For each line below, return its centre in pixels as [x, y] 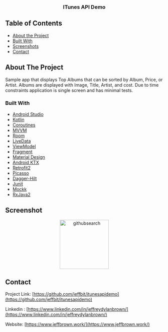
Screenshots [26, 46]
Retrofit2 [22, 168]
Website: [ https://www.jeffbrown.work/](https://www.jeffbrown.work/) [77, 324]
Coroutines [24, 125]
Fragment [22, 152]
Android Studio [28, 114]
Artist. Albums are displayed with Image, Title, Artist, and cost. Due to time [82, 85]
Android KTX [26, 162]
